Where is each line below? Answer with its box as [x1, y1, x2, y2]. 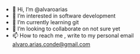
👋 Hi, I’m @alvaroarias [12, 6, 68, 13]
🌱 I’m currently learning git [12, 19, 79, 25]
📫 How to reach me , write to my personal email [12, 32, 134, 39]
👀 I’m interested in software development [12, 12, 116, 19]
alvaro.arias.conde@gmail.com [12, 41, 90, 48]
